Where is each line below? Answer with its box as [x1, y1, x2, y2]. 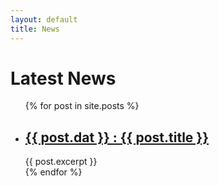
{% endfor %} [24, 166, 83, 178]
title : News [10, 24, 60, 34]
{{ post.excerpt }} [24, 156, 98, 168]
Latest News [10, 67, 117, 90]
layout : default [10, 14, 78, 25]
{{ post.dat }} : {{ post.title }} [24, 129, 210, 146]
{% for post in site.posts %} [24, 100, 140, 112]
